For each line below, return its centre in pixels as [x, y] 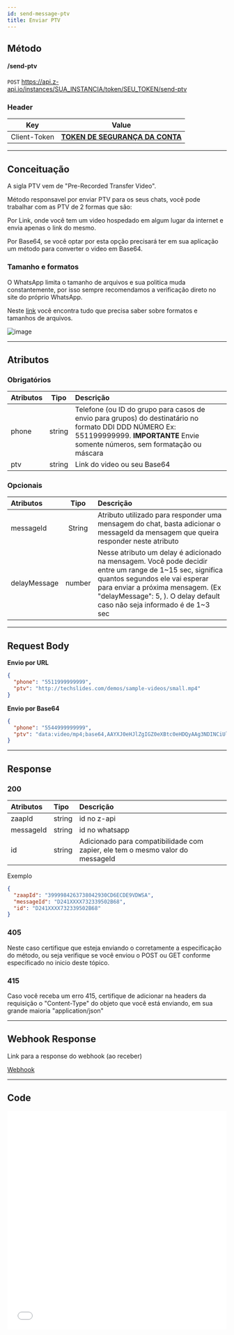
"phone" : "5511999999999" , [53, 682]
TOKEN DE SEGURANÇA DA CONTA [122, 137]
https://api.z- [40, 82]
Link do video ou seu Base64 [123, 465]
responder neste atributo [138, 542]
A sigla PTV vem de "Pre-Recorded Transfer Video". [82, 186]
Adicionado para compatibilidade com [141, 841]
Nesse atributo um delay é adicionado [159, 553]
